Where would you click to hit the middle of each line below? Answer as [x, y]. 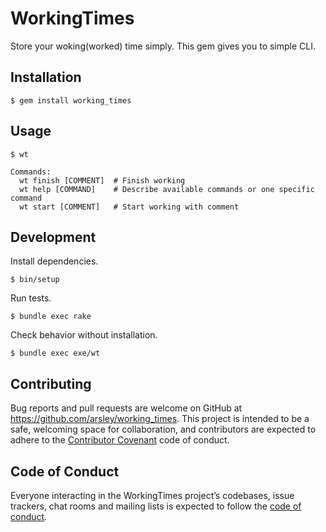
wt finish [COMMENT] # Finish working [102, 180]
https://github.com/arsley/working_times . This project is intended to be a [160, 419]
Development [53, 237]
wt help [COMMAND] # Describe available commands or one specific [167, 189]
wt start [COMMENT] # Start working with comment [129, 207]
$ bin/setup [35, 280]
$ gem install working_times [71, 100]
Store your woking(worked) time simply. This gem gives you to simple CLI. [163, 46]
